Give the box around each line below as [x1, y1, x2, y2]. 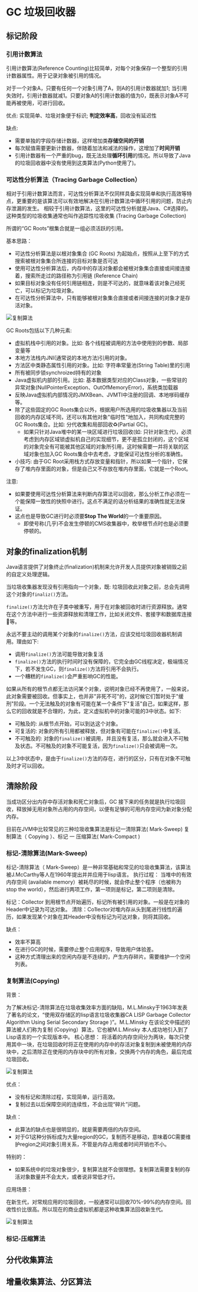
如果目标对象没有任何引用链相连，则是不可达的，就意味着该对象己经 [14, 279, 180, 287]
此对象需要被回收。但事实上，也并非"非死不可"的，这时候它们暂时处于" [6, 692, 179, 700]
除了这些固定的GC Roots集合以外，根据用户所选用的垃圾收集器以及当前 [14, 406, 187, 413]
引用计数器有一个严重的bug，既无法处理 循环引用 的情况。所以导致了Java [14, 152, 191, 159]
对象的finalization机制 [6, 546, 87, 556]
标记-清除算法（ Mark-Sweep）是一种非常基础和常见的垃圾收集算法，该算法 [6, 864, 191, 871]
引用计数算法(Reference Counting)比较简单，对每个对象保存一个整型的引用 [6, 65, 187, 72]
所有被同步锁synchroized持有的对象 [14, 369, 102, 376]
